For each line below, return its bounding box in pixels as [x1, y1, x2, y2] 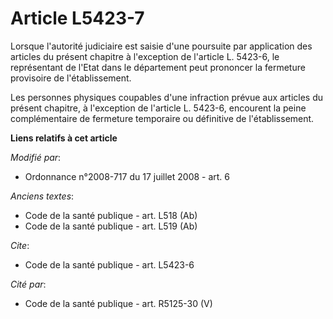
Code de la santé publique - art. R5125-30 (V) [24, 297, 213, 309]
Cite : [10, 239, 30, 251]
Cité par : [10, 278, 47, 290]
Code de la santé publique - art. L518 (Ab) [24, 209, 198, 221]
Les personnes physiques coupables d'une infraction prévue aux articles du [10, 91, 324, 103]
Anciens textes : [10, 190, 75, 202]
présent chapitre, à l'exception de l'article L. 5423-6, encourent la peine [10, 102, 307, 114]
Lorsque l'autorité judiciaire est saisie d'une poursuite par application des [10, 40, 313, 52]
